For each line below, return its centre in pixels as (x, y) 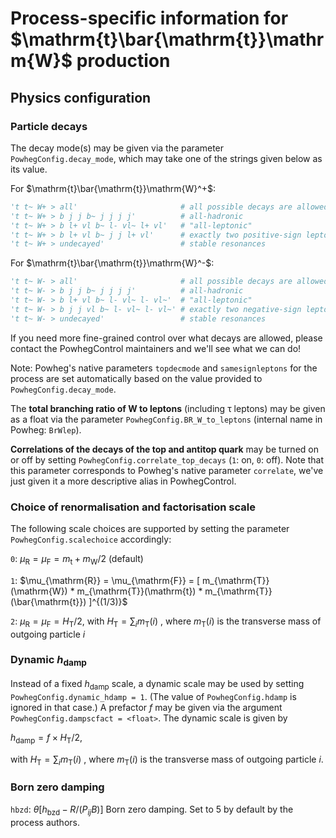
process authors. (45, 822)
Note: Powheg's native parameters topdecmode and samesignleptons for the (164, 368)
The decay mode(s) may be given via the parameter (117, 148)
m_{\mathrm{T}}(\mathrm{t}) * (139, 591)
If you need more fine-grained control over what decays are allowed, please (166, 338)
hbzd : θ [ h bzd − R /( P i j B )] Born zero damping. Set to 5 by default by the (152, 810)
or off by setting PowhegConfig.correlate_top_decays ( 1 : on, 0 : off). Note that (167, 459)
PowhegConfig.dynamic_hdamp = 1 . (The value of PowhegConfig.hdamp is (153, 696)
